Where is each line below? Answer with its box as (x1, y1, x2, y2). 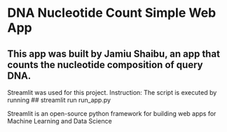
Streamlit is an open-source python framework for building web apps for (7, 110, 216, 117)
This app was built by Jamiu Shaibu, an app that (7, 48, 221, 60)
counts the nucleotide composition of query (7, 58, 203, 71)
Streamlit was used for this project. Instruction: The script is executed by (7, 88, 217, 96)
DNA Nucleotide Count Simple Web (7, 5, 216, 21)
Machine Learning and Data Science (7, 117, 112, 125)
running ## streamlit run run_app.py (7, 96, 111, 104)
